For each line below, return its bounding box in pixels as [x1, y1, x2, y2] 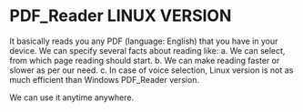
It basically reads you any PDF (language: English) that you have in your [9, 36, 278, 46]
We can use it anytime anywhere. [9, 92, 135, 103]
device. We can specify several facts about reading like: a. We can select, [9, 45, 286, 56]
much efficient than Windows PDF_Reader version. [9, 74, 200, 85]
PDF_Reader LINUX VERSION [9, 5, 232, 26]
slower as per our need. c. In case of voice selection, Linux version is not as [9, 65, 294, 76]
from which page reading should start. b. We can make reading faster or [9, 55, 280, 66]
